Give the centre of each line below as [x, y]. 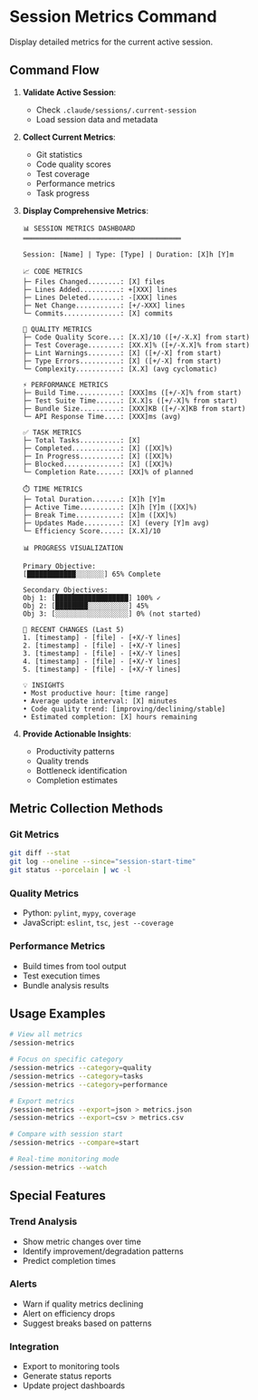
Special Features [58, 1196]
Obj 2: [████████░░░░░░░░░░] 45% [86, 606]
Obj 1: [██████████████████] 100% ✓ [91, 598]
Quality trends [62, 761]
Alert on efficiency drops [69, 1313]
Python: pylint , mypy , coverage [79, 913]
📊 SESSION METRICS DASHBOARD [79, 228]
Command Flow [54, 70]
